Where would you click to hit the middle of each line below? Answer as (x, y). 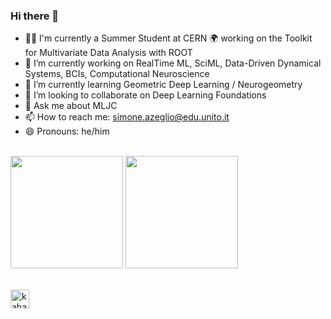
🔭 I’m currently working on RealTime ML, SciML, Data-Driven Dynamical (173, 63)
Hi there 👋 (35, 16)
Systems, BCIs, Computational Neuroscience (117, 74)
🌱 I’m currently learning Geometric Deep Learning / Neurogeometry (163, 85)
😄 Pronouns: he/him (67, 131)
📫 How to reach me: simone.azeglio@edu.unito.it (127, 117)
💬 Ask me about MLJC (71, 106)
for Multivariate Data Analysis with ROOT (108, 53)
